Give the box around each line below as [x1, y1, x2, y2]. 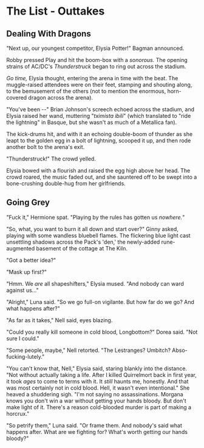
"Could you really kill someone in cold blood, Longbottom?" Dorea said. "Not [6, 328, 198, 336]
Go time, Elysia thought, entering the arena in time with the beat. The [6, 75, 178, 81]
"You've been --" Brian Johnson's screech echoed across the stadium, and [6, 106, 195, 113]
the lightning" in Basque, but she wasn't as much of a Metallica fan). [6, 119, 177, 126]
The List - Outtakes [6, 4, 105, 18]
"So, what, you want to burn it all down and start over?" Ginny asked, [6, 225, 179, 232]
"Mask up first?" [6, 268, 47, 275]
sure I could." [6, 334, 39, 342]
